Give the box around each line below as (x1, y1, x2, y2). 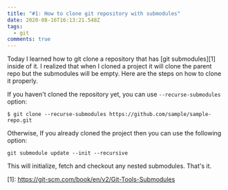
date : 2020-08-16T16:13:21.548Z (7, 17, 100, 23)
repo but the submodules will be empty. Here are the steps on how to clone (7, 70, 222, 78)
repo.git (7, 117, 32, 124)
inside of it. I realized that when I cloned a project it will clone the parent (7, 62, 212, 70)
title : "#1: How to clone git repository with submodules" (7, 10, 181, 17)
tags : (7, 23, 23, 30)
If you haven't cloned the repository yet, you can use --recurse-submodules (7, 91, 221, 99)
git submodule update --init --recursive (7, 150, 129, 157)
